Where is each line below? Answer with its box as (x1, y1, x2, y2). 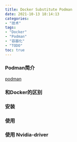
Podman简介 (5, 64, 35, 71)
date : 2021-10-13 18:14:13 (5, 12, 60, 16)
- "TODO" (5, 43, 23, 48)
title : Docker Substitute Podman (5, 7, 73, 12)
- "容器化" (5, 39, 25, 44)
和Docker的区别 (5, 89, 43, 95)
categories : (5, 16, 29, 21)
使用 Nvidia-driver (5, 131, 48, 138)
